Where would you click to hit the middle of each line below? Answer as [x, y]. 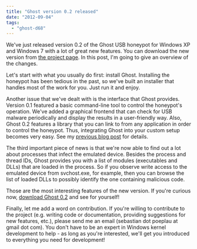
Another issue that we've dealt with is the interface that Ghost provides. [93, 99]
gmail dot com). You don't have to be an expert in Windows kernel [86, 227]
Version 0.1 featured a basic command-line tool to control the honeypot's [94, 105]
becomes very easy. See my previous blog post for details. [77, 137]
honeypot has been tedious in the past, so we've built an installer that [90, 81]
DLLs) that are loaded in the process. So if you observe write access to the [97, 167]
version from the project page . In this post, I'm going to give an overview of [97, 57]
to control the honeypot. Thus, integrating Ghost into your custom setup [93, 130]
